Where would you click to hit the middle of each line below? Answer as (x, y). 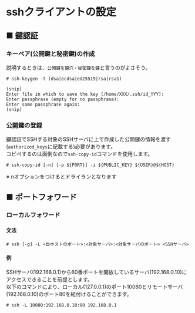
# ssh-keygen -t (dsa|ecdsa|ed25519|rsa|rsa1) (64, 79)
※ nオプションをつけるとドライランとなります (61, 177)
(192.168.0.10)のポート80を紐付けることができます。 (69, 294)
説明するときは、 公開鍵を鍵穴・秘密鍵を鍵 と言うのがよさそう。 (78, 68)
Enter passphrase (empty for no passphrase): (63, 99)
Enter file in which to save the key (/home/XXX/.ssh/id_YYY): (85, 94)
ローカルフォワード (33, 215)
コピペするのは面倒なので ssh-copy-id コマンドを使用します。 (80, 154)
